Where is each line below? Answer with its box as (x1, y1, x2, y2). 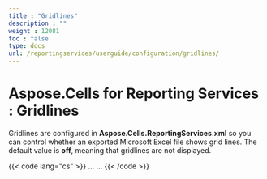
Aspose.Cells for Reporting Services (8, 84, 260, 103)
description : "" (8, 19, 67, 28)
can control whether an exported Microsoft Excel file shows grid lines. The (8, 137, 257, 147)
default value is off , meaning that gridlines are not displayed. (8, 145, 212, 155)
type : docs (8, 42, 45, 50)
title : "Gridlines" (8, 11, 79, 20)
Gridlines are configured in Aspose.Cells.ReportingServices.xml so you (8, 128, 252, 138)
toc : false (8, 34, 49, 43)
